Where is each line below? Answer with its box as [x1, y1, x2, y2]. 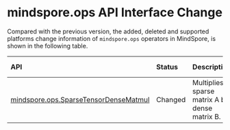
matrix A [192, 95, 220, 104]
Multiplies [192, 78, 224, 87]
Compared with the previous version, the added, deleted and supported [7, 27, 209, 35]
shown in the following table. [7, 42, 88, 50]
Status [156, 62, 179, 71]
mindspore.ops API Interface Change [7, 5, 222, 20]
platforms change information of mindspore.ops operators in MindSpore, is [7, 34, 216, 42]
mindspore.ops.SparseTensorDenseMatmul [10, 95, 150, 104]
